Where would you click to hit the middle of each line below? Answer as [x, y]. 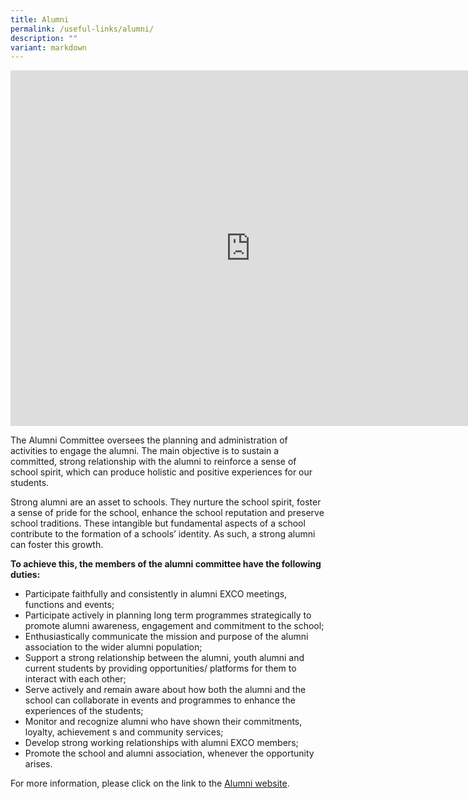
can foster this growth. [57, 545]
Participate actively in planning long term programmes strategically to [168, 615]
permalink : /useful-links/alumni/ [82, 29]
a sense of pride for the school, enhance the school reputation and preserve [167, 513]
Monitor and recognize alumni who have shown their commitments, [163, 722]
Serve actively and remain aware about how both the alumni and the [165, 690]
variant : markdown [48, 47]
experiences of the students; [84, 711]
